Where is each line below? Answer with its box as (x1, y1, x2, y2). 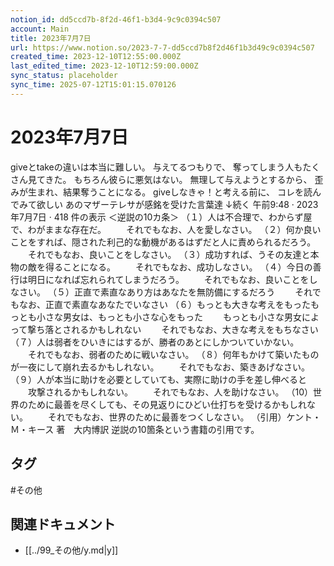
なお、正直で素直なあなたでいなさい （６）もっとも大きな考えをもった (18, 298, 311, 310)
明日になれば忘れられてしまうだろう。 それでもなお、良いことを (27, 273, 310, 285)
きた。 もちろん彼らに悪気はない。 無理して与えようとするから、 (44, 173, 313, 185)
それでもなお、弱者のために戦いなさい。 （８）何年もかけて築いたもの (27, 348, 320, 360)
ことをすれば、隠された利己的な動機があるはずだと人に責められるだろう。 (10, 236, 317, 248)
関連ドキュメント (10, 516, 116, 533)
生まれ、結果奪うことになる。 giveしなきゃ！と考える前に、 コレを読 (27, 186, 313, 198)
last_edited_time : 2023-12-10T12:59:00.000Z (10, 61, 199, 71)
